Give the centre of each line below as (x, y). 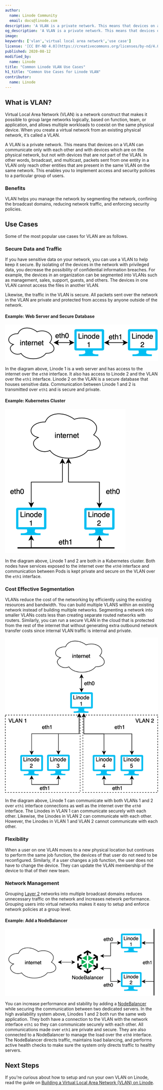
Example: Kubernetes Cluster (35, 401)
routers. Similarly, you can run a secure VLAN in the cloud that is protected (80, 620)
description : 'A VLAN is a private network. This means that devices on (80, 26)
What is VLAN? (28, 103)
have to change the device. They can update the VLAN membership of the (79, 865)
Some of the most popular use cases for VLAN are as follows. (66, 236)
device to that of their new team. (38, 870)
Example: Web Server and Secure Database (50, 316)
